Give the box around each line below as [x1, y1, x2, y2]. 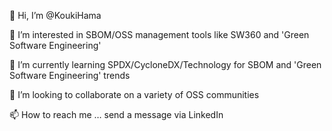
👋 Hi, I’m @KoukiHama [9, 10, 102, 21]
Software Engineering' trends [9, 70, 131, 81]
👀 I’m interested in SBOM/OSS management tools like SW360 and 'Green [9, 29, 310, 40]
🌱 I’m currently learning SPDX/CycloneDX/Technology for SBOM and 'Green [9, 59, 322, 70]
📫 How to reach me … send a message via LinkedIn [9, 109, 224, 120]
